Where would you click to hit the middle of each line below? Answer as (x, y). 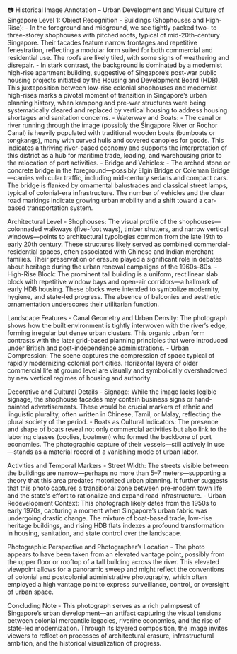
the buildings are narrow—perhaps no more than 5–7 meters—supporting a (117, 473)
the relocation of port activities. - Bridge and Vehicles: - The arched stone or (119, 163)
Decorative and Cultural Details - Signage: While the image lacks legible (112, 392)
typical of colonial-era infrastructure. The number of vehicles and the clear (116, 193)
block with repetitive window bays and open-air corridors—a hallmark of (113, 282)
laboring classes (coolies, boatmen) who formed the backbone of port (110, 437)
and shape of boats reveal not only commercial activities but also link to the (117, 429)
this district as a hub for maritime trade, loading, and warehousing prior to (115, 155)
